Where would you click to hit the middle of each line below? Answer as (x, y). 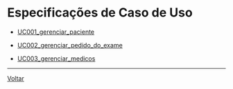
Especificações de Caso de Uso (100, 13)
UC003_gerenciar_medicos (56, 58)
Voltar (16, 78)
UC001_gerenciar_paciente (56, 32)
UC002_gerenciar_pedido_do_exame (70, 45)
